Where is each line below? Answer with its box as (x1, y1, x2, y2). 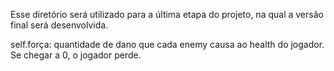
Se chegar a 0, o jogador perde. (10, 49, 142, 61)
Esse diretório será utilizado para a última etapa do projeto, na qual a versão (10, 9, 324, 20)
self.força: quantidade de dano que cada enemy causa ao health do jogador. (10, 39, 325, 50)
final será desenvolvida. (10, 19, 109, 31)
